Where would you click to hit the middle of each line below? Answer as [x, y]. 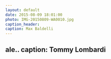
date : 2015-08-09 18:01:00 [34, 15]
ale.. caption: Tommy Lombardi [55, 50]
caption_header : [22, 24]
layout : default [22, 10]
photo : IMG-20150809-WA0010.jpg [39, 19]
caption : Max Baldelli [29, 29]
